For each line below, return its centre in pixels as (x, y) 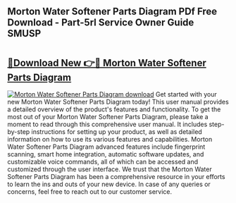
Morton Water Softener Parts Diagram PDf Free (112, 12)
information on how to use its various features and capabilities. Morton (110, 139)
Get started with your (186, 94)
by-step (19, 132)
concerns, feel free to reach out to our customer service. (90, 192)
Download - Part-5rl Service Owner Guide (101, 23)
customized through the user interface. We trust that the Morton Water (110, 169)
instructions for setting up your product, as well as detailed (117, 132)
